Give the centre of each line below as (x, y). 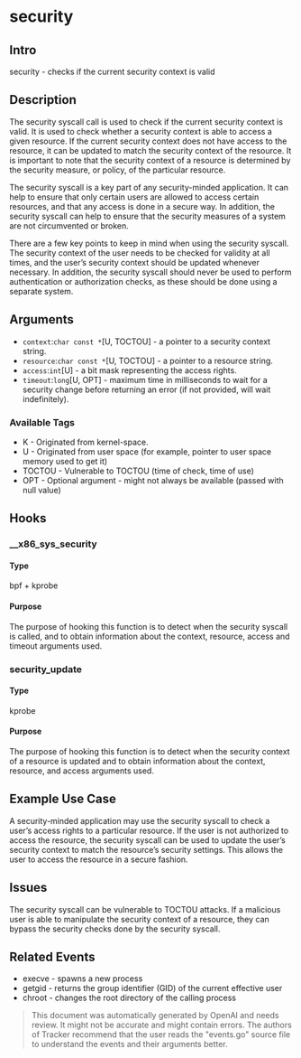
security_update (46, 669)
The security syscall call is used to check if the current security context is (146, 122)
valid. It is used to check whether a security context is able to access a (141, 131)
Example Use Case (63, 799)
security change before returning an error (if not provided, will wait (146, 389)
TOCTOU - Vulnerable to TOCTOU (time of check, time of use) (138, 471)
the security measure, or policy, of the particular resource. (118, 170)
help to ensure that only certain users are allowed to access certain (134, 197)
